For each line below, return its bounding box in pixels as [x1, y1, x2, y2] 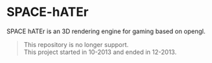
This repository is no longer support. [23, 40, 129, 48]
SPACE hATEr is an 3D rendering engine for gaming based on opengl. [6, 27, 206, 35]
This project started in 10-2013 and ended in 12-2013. [23, 48, 177, 56]
